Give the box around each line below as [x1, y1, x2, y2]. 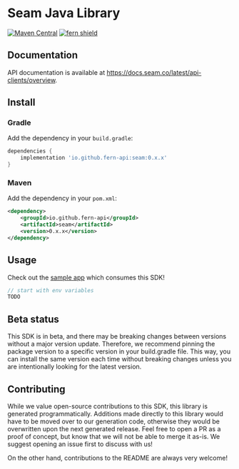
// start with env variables [7, 287, 94, 294]
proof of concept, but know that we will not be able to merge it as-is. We [7, 432, 220, 440]
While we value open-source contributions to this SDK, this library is [7, 401, 208, 411]
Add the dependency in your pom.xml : [7, 194, 118, 202]
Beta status [7, 313, 59, 325]
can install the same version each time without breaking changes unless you [7, 355, 232, 364]
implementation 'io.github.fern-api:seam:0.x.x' [20, 155, 168, 162]
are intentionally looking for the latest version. [7, 362, 142, 371]
